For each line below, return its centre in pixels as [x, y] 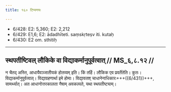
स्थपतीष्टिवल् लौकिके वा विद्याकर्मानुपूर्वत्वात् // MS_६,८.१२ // [80, 61]
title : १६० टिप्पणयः [23, 10]
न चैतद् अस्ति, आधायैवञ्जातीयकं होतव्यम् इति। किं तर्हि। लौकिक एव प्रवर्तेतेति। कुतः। [74, 73]
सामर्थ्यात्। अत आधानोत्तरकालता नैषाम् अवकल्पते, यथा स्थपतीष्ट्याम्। [61, 84]
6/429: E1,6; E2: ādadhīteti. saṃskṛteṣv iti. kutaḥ [63, 34]
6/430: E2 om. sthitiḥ [35, 40]
